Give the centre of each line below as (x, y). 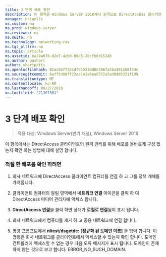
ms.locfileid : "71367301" (32, 93)
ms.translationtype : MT (30, 79)
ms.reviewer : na (22, 33)
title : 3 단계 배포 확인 (28, 10)
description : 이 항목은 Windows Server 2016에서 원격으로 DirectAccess (76, 14)
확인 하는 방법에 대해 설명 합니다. (46, 150)
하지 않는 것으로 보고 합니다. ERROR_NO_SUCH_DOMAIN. (69, 249)
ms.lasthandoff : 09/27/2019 (34, 88)
